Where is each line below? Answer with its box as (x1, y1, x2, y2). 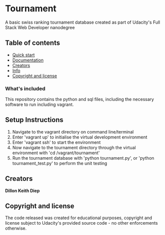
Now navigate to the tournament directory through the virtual (12, 144, 136, 150)
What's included (5, 85, 46, 92)
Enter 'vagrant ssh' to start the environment (12, 139, 101, 145)
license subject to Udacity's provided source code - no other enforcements (5, 220, 158, 226)
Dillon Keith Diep (5, 188, 40, 194)
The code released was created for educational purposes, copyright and (5, 215, 153, 221)
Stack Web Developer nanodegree (5, 24, 75, 30)
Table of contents (5, 39, 60, 47)
